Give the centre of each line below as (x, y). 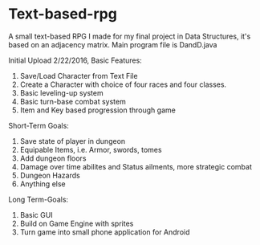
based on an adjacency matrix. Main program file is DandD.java (113, 44)
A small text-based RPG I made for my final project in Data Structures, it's (130, 36)
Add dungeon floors (53, 158)
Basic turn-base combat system (73, 101)
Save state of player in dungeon (73, 141)
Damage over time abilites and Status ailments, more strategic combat (136, 166)
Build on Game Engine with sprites (77, 223)
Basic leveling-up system (61, 92)
